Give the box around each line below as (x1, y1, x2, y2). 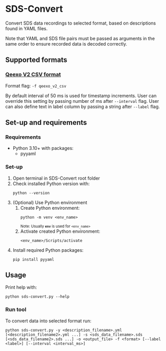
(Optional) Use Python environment (12, 199, 87, 205)
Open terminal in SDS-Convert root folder (12, 175, 101, 181)
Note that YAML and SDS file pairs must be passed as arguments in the (5, 35, 155, 41)
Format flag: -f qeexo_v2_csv (5, 82, 66, 89)
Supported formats (5, 56, 67, 64)
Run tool (5, 306, 27, 313)
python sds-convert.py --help (5, 294, 70, 299)
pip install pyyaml (12, 257, 55, 262)
